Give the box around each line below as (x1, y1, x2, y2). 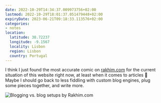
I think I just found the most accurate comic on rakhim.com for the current (5, 67, 156, 73)
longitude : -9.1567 (9, 40, 50, 45)
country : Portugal (9, 53, 48, 58)
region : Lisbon (9, 49, 41, 53)
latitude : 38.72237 (9, 35, 50, 40)
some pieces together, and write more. (5, 83, 84, 89)
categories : (5, 21, 30, 26)
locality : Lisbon (9, 44, 46, 49)
